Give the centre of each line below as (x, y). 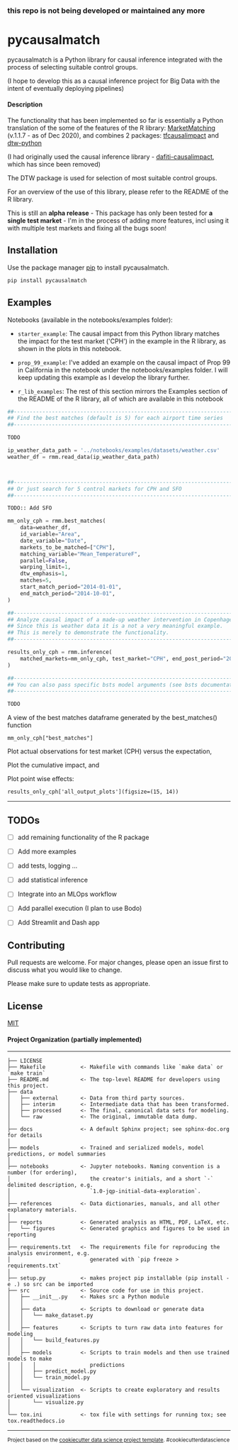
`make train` (27, 1073)
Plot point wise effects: (41, 779)
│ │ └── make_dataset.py (50, 1316)
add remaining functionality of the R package (83, 837)
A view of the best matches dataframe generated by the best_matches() (112, 718)
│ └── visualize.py (45, 1402)
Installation (33, 250)
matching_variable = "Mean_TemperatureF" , (80, 554)
